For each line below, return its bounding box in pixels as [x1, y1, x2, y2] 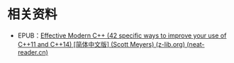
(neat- [186, 40, 205, 48]
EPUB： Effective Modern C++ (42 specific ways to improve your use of [17, 31, 227, 40]
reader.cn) [17, 47, 48, 57]
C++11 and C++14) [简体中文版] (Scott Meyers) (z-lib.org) [17, 40, 186, 48]
